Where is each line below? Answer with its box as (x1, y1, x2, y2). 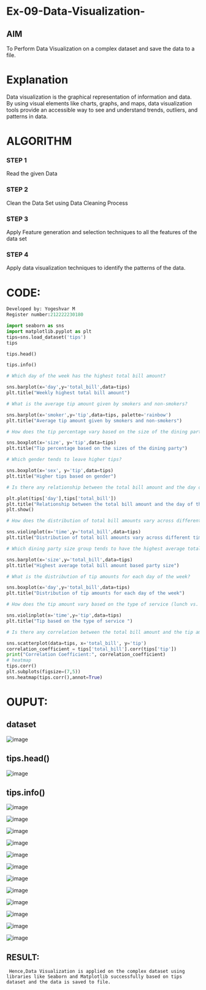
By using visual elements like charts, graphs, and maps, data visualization (6, 99, 193, 107)
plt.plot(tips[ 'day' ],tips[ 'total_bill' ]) (6, 495, 116, 501)
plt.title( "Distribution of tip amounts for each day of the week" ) (6, 590, 185, 596)
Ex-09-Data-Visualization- (6, 4, 145, 18)
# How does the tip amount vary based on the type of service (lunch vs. (6, 601, 199, 607)
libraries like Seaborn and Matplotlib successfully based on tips (6, 973, 183, 980)
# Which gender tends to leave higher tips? (6, 457, 122, 463)
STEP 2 (6, 185, 29, 194)
